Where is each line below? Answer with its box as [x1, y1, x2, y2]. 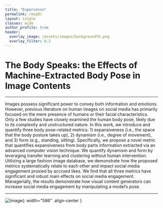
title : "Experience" [5, 7, 47, 12]
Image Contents [5, 80, 71, 91]
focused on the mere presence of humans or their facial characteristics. [5, 111, 149, 117]
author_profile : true [5, 25, 49, 30]
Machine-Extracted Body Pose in [5, 70, 141, 81]
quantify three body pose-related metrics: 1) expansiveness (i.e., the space [5, 127, 155, 133]
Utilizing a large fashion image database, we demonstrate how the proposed [5, 157, 158, 163]
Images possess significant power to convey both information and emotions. [5, 101, 158, 107]
